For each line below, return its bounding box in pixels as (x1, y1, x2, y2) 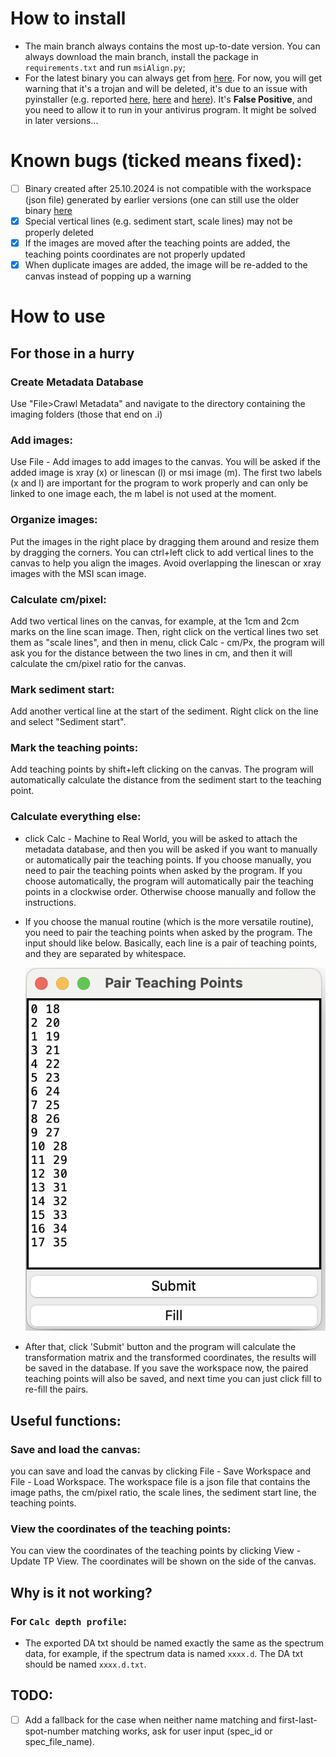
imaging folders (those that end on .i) (10, 408, 163, 420)
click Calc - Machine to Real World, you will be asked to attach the (24, 832, 298, 844)
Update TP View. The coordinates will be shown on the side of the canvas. (10, 1555, 317, 1567)
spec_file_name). (24, 1735, 95, 1747)
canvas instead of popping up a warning (24, 270, 192, 282)
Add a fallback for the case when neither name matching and (24, 1713, 277, 1726)
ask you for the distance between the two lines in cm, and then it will (10, 647, 293, 659)
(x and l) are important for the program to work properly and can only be (10, 477, 308, 489)
